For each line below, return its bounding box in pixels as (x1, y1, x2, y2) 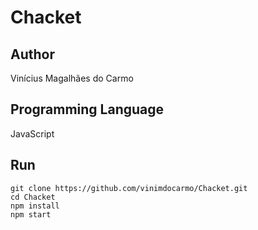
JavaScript (10, 127, 55, 140)
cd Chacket (10, 192, 56, 202)
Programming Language (10, 101, 165, 118)
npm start (10, 209, 52, 220)
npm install (10, 201, 60, 211)
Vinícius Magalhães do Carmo (10, 72, 134, 84)
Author (10, 46, 55, 63)
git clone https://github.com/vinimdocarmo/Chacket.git (10, 183, 248, 193)
